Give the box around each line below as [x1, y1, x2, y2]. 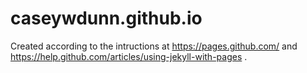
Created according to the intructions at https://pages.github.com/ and [10, 40, 298, 52]
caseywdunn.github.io [10, 7, 203, 30]
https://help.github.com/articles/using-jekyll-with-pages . [10, 50, 248, 62]
